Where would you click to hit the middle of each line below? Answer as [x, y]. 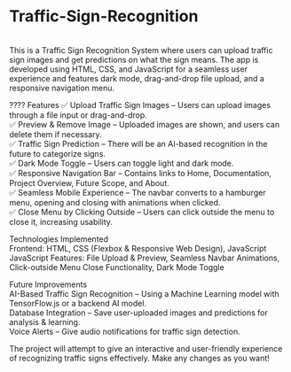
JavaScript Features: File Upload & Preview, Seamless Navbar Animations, [145, 258]
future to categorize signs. [58, 153]
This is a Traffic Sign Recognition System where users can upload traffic [141, 50]
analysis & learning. [45, 322]
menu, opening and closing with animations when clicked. [115, 202]
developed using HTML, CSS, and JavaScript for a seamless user [129, 69]
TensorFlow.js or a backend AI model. [78, 303]
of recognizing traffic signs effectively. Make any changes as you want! [140, 358]
